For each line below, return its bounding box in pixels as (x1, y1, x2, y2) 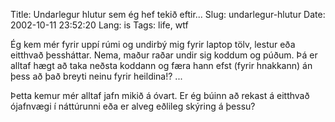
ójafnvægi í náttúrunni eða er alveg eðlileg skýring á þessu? (10, 100, 256, 112)
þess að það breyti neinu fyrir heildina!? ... (10, 70, 183, 82)
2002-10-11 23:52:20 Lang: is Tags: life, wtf (10, 19, 189, 31)
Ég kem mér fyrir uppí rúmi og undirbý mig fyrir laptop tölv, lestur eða (10, 39, 296, 50)
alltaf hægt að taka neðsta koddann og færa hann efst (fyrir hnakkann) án (10, 60, 313, 71)
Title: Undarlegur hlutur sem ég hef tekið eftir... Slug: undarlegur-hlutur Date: (10, 9, 326, 20)
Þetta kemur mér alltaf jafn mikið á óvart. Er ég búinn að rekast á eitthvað (10, 90, 310, 101)
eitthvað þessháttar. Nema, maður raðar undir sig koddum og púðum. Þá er (10, 49, 318, 61)
